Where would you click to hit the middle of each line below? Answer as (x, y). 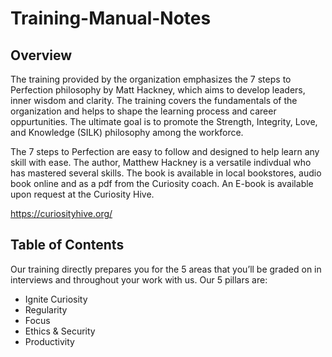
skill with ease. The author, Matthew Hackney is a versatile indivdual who (161, 162)
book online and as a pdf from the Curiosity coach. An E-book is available (162, 183)
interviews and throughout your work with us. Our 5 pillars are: (139, 279)
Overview (41, 55)
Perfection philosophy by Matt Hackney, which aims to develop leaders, (158, 90)
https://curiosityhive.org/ (61, 213)
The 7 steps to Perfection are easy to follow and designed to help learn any (165, 151)
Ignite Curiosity (56, 299)
